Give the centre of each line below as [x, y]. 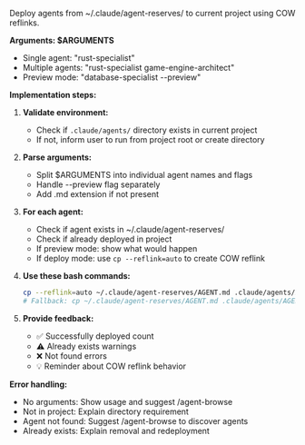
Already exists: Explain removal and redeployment [116, 430]
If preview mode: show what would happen [117, 248]
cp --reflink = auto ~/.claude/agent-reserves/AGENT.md [126, 292]
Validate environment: [65, 112]
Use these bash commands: [76, 276]
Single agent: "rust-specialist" [79, 58]
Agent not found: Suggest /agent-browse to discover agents [135, 420]
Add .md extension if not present [98, 194]
